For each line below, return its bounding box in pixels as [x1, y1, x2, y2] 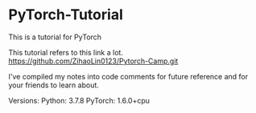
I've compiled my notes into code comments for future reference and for [8, 71, 249, 81]
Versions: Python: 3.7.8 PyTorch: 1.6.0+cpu [8, 95, 151, 105]
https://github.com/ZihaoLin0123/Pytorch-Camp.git [8, 56, 179, 66]
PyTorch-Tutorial [8, 6, 123, 24]
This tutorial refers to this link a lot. [8, 47, 123, 57]
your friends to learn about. [8, 80, 99, 90]
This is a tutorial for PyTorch [8, 32, 102, 42]
